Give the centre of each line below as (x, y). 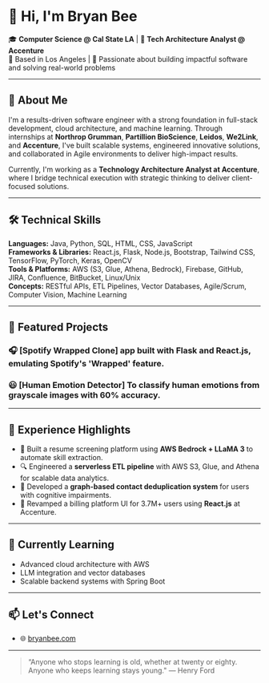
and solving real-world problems (62, 67)
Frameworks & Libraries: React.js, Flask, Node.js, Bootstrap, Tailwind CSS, (132, 252)
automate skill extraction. (61, 457)
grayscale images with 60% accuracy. (84, 394)
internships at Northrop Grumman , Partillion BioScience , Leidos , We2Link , (133, 136)
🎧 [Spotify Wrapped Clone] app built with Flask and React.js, (130, 350)
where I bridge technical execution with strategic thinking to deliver (119, 178)
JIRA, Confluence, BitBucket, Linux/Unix (74, 277)
